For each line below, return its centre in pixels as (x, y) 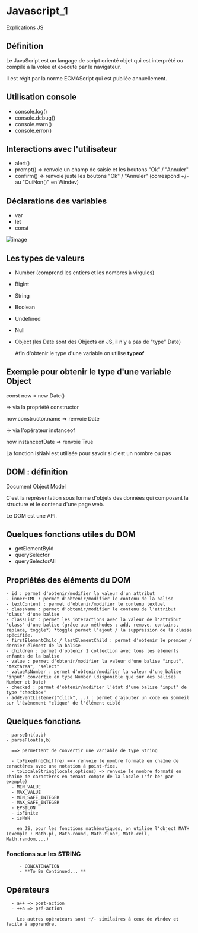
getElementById (34, 549)
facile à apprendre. (32, 924)
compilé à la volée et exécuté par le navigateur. (64, 67)
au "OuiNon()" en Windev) (47, 182)
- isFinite (25, 813)
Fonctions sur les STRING (44, 854)
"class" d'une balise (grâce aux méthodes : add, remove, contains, (92, 625)
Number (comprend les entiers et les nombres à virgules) (84, 273)
